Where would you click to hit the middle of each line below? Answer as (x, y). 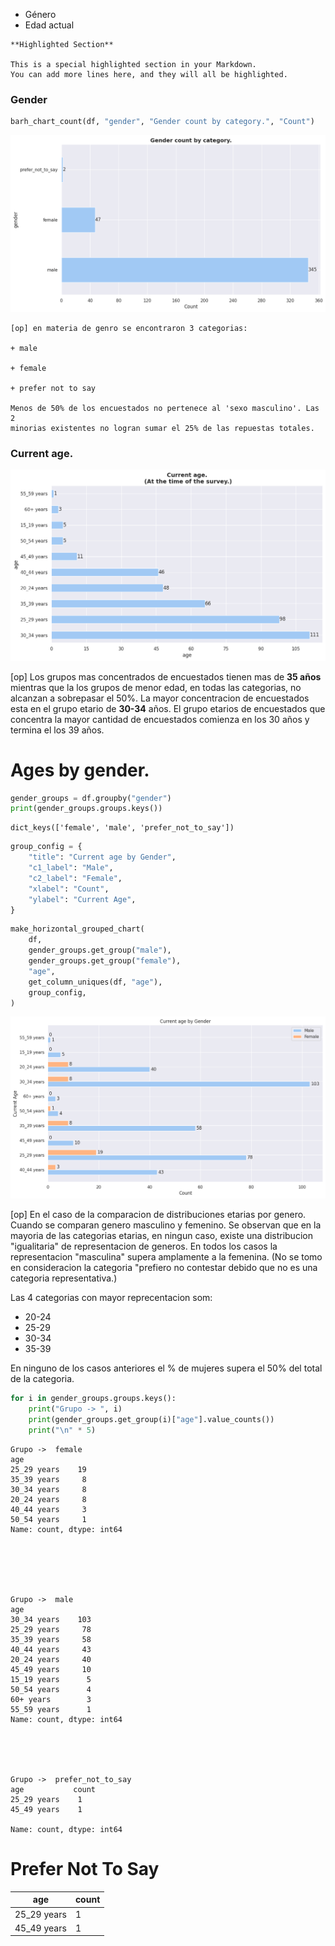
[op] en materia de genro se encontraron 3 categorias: (129, 328)
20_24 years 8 (48, 1499)
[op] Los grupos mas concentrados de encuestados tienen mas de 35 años (166, 676)
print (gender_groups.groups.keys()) (86, 809)
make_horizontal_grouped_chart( (77, 929)
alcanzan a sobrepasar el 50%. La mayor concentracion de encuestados (160, 698)
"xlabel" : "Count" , (69, 889)
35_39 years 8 (48, 1479)
